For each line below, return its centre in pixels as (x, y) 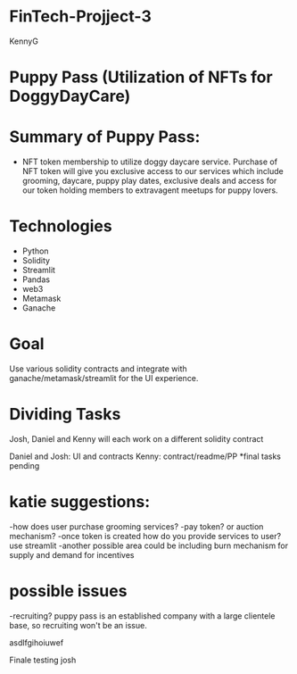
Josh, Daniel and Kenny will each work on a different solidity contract (136, 438)
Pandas (36, 279)
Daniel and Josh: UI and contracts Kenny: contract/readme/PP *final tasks (145, 456)
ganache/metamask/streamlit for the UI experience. (104, 378)
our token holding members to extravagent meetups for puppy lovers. (150, 190)
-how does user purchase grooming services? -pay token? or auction (136, 526)
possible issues (68, 591)
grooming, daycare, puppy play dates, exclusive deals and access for (149, 181)
